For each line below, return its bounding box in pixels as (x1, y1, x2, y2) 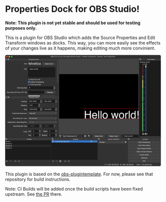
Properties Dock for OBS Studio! (5, 3, 140, 15)
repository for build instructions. (5, 176, 71, 182)
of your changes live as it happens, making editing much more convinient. (5, 45, 156, 51)
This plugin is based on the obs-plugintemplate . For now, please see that (5, 171, 153, 177)
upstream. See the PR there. (5, 191, 63, 197)
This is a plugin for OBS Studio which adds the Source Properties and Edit (5, 35, 156, 40)
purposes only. (5, 25, 37, 31)
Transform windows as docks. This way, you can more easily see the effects (5, 40, 161, 45)
